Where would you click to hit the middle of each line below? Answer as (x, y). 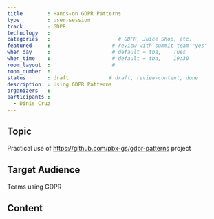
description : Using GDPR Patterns (60, 84)
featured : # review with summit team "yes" (107, 46)
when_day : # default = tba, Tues (97, 53)
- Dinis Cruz (32, 104)
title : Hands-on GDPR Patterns (64, 13)
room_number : (29, 71)
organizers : (29, 91)
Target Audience (44, 170)
